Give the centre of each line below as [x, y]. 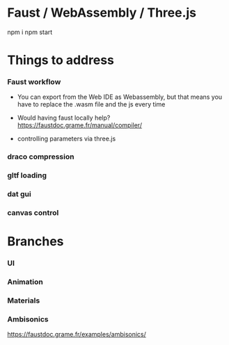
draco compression [41, 157]
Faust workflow [34, 82]
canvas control [33, 213]
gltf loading [27, 175]
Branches [35, 242]
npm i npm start [30, 32]
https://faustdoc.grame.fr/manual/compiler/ [80, 125]
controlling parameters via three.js [66, 139]
